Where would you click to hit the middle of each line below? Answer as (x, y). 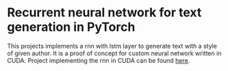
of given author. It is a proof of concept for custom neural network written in (114, 53)
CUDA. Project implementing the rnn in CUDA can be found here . (99, 60)
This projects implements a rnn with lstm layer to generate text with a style (112, 46)
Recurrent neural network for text (104, 13)
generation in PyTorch (71, 27)
